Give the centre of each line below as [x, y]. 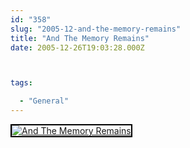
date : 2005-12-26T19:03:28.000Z [77, 47]
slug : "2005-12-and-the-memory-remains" [96, 29]
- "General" [44, 101]
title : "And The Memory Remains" [80, 38]
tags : [21, 83]
